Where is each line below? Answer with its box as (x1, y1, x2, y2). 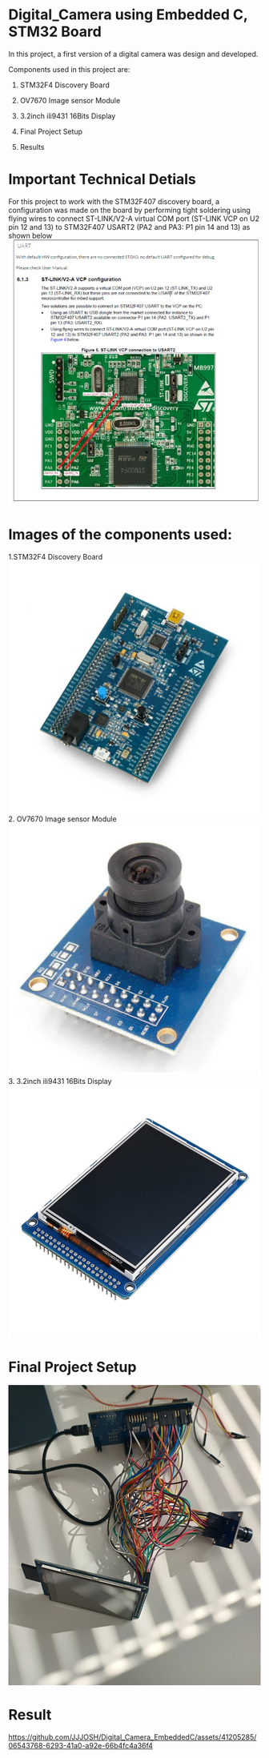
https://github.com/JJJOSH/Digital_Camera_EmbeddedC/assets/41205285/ (8, 1732, 257, 1742)
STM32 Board (8, 22, 102, 41)
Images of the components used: (8, 526, 233, 544)
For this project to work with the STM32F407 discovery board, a (8, 196, 220, 206)
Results (19, 142, 45, 151)
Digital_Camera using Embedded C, (8, 6, 248, 24)
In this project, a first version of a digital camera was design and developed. (8, 49, 259, 58)
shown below (8, 231, 53, 240)
